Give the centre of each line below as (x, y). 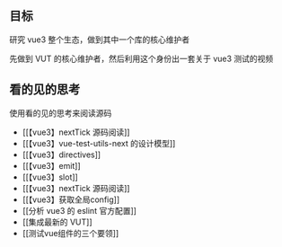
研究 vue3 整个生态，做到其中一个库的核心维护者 (100, 40)
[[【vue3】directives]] (62, 154)
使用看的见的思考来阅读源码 (61, 113)
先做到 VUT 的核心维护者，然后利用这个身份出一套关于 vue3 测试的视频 (141, 58)
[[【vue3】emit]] (51, 165)
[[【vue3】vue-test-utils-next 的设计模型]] (99, 143)
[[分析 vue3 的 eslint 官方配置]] (79, 210)
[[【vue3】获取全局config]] (71, 199)
